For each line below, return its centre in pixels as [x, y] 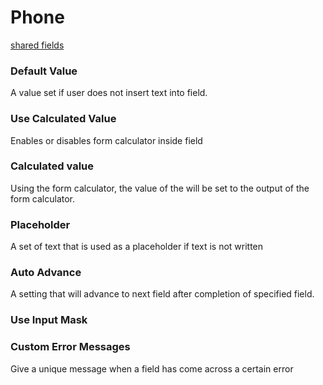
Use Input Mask [49, 320]
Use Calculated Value [63, 119]
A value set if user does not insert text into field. [109, 93]
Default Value [44, 71]
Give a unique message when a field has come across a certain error [152, 368]
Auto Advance [46, 273]
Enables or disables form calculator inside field [106, 140]
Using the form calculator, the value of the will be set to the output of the [160, 188]
